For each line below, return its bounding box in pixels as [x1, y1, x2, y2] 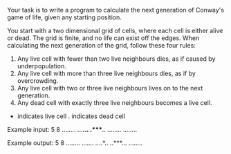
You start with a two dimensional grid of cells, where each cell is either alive [7, 27, 223, 35]
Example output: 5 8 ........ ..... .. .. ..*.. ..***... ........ [7, 139, 143, 147]
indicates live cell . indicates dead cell [17, 112, 126, 120]
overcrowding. [17, 77, 59, 85]
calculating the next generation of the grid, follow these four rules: [7, 41, 196, 49]
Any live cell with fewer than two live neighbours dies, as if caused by [17, 55, 216, 63]
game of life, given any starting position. [7, 13, 122, 21]
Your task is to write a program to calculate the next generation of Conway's [7, 6, 225, 14]
